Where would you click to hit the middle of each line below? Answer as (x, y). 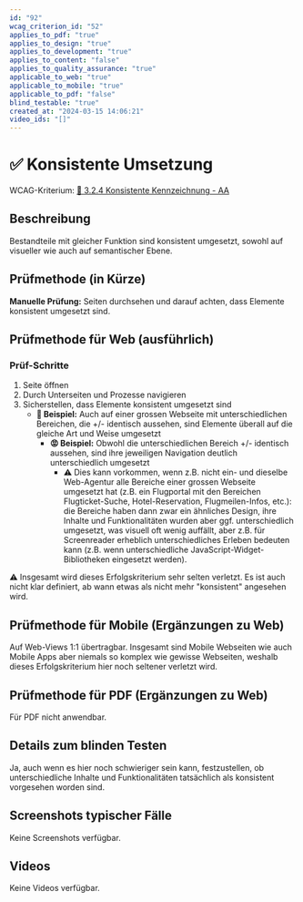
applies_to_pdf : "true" (55, 35)
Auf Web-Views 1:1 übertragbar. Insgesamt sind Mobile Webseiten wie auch (151, 647)
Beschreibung (50, 219)
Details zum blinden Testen (88, 746)
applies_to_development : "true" (71, 52)
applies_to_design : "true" (61, 43)
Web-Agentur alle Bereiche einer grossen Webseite (160, 482)
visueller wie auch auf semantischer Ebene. (91, 251)
